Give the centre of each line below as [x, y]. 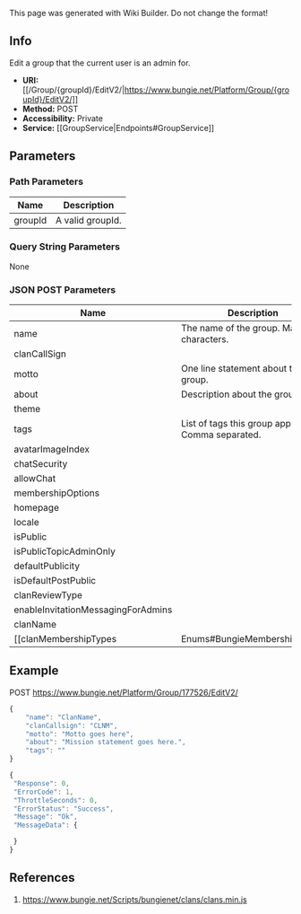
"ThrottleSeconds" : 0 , [56, 800]
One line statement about [234, 369]
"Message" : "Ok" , [45, 817]
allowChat [35, 479]
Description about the [226, 394]
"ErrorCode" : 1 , [43, 792]
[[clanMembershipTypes [65, 639]
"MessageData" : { [45, 825]
